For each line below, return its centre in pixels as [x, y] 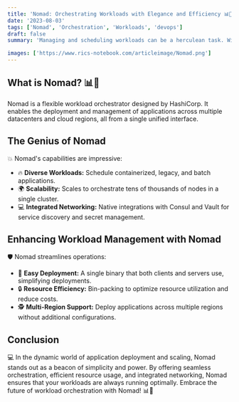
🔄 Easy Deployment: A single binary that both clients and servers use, [121, 273]
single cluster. [38, 199]
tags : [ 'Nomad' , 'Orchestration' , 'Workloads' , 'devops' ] [95, 27]
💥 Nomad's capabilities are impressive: [65, 158]
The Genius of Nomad [57, 141]
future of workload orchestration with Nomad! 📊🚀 [81, 391]
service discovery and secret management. [81, 217]
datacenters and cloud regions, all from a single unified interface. [103, 119]
